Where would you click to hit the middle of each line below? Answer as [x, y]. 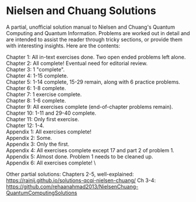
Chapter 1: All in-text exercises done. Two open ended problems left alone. [96, 57]
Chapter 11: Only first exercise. [43, 119]
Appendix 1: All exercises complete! [49, 131]
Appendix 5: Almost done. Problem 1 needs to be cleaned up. [80, 156]
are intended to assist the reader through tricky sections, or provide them [94, 39]
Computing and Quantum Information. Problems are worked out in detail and [98, 33]
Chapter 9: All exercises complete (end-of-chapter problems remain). [90, 107]
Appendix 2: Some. [29, 138]
